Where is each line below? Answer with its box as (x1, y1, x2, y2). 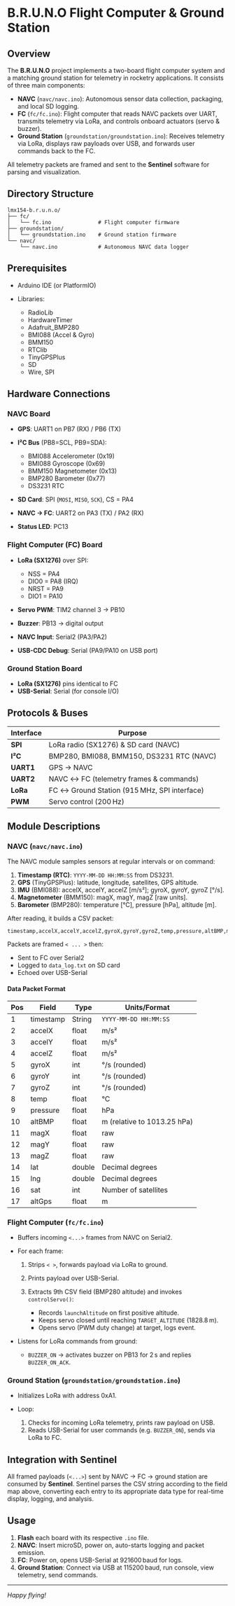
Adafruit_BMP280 (27, 323, 80, 331)
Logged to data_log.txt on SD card (17, 961, 120, 969)
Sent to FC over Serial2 (17, 954, 85, 962)
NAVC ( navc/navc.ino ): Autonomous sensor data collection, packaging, (17, 95, 224, 103)
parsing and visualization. (7, 168, 81, 176)
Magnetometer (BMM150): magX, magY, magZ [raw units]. (17, 893, 187, 901)
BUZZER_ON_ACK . (27, 1357, 71, 1366)
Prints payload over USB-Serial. (27, 1273, 120, 1282)
